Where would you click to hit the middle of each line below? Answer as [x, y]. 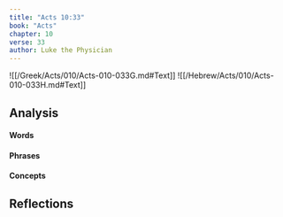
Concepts [27, 176]
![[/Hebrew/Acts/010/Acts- [226, 75]
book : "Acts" [33, 26]
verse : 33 [27, 42]
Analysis [34, 113]
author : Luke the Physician [61, 50]
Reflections [42, 203]
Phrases [25, 155]
